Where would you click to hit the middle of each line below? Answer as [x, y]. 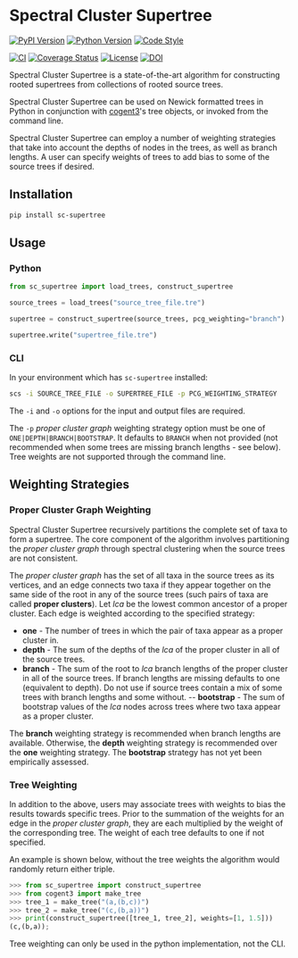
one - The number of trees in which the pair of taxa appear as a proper [153, 630]
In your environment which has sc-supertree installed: [108, 378]
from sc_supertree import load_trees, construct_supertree [121, 287]
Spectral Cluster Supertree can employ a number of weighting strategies [143, 137]
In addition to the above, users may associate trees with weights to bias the [148, 804]
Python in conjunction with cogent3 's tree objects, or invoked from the [139, 111]
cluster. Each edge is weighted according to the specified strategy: [132, 613]
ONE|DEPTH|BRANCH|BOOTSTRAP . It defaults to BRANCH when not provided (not [144, 437]
